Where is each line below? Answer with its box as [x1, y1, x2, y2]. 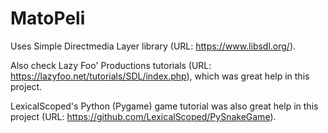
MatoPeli [10, 7, 86, 30]
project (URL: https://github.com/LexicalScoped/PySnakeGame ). [10, 110, 277, 122]
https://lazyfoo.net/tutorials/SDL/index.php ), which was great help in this [10, 70, 310, 82]
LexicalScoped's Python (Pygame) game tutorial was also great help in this [10, 100, 319, 112]
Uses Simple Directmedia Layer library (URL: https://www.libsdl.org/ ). [10, 40, 297, 52]
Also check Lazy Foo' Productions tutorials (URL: [10, 59, 212, 71]
